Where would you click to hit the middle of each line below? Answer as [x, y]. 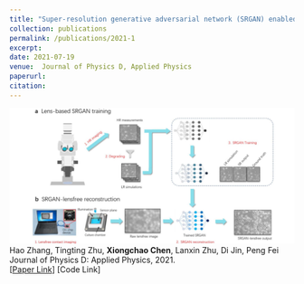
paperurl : [28, 77]
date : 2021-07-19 [42, 57]
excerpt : [26, 48]
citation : [28, 86]
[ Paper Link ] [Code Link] [55, 270]
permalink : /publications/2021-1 [72, 38]
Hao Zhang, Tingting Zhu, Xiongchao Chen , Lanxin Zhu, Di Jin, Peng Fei [144, 251]
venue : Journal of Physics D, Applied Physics [101, 67]
